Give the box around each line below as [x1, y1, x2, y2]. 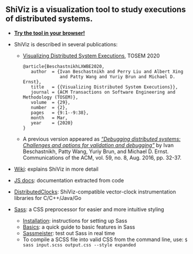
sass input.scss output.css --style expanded [22, 242, 136, 248]
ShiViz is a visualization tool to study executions [5, 5, 186, 15]
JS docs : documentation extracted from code [13, 177, 124, 184]
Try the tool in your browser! [13, 29, 86, 36]
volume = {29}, [31, 99, 71, 105]
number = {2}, [31, 104, 68, 110]
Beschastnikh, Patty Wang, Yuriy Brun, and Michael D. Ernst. [22, 148, 169, 155]
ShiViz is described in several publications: [13, 40, 118, 48]
